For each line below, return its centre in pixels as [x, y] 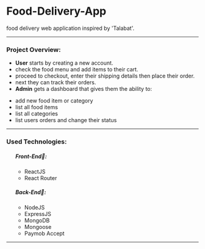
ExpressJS [38, 214]
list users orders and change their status [66, 120]
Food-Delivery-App [56, 11]
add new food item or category [54, 101]
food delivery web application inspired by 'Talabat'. [70, 28]
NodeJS [34, 208]
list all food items [36, 107]
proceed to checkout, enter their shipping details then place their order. [105, 76]
